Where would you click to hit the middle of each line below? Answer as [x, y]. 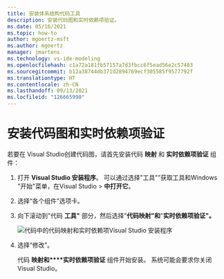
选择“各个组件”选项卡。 [50, 201]
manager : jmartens [34, 53]
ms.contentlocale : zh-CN [43, 84]
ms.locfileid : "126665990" [46, 98]
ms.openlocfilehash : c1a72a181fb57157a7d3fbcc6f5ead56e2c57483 [100, 65]
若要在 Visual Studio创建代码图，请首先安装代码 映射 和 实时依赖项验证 [108, 154]
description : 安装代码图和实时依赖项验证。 [63, 20]
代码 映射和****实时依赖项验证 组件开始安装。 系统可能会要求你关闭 [114, 260]
